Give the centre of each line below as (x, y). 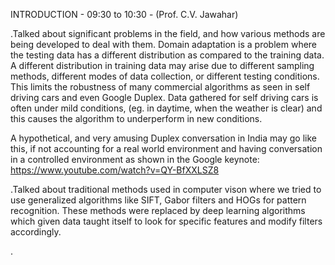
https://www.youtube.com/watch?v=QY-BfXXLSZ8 (115, 170)
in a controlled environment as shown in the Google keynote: (135, 159)
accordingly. (36, 232)
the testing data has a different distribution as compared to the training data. (167, 55)
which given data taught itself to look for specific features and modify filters (166, 221)
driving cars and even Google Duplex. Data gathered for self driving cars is (164, 97)
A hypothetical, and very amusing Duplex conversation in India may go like (163, 138)
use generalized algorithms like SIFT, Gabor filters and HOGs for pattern (158, 200)
